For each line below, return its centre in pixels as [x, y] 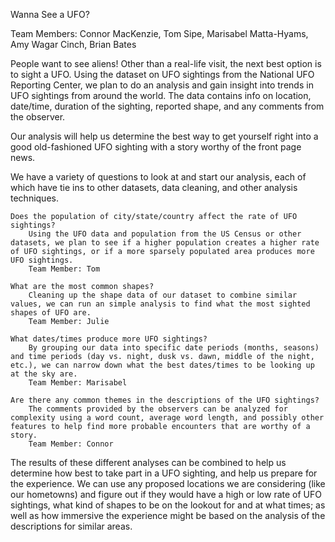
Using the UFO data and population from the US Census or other [165, 234]
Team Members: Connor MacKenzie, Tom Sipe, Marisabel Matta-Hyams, [159, 33]
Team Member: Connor [71, 444]
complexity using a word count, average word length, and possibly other [167, 418]
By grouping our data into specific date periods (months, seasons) [174, 348]
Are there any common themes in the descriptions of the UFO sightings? [165, 400]
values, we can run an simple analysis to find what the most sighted [160, 304]
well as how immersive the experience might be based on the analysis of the [168, 515]
